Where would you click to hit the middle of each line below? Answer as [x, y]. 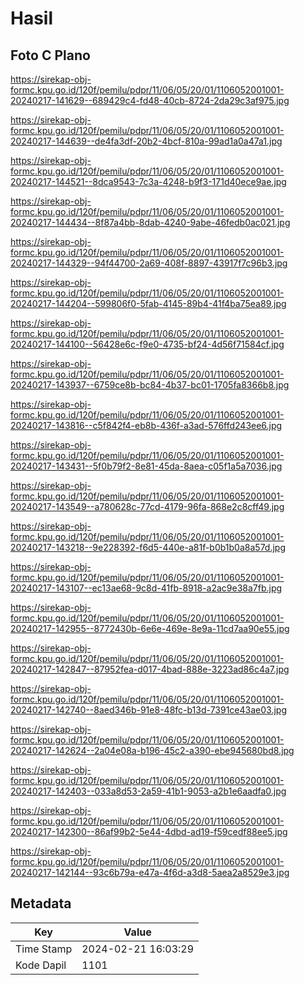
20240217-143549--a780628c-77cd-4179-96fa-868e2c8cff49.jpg [147, 506]
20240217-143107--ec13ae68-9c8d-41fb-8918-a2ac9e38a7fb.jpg [146, 588]
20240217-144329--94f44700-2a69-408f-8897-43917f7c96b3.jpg [149, 263]
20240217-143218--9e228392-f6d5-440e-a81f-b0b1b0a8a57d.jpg [148, 547]
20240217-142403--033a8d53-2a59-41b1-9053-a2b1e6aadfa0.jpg [148, 791]
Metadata [41, 903]
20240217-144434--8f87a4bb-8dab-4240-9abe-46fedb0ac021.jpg [150, 222]
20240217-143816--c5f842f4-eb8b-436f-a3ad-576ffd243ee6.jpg [146, 425]
